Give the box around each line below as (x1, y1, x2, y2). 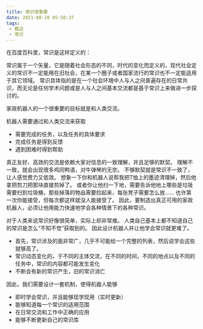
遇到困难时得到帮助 (14, 146, 63, 153)
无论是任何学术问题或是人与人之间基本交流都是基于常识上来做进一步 (22, 84, 192, 91)
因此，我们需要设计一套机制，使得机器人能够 (6, 281, 118, 288)
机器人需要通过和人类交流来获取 (6, 118, 86, 125)
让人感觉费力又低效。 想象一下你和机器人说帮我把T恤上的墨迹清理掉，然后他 (6, 174, 196, 181)
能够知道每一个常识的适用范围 (14, 301, 89, 308)
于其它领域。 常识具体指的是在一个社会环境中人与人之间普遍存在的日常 (6, 77, 182, 84)
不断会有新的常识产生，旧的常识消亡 (14, 268, 106, 275)
